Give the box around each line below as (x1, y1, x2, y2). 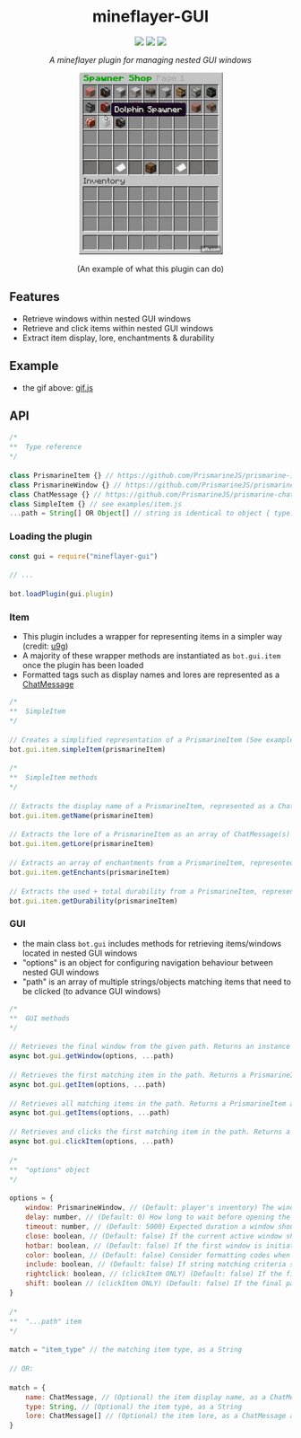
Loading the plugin (9, 530, 92, 543)
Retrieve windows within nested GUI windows (21, 313, 191, 324)
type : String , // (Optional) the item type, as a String (25, 1402, 243, 1411)
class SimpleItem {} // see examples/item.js (9, 499, 182, 508)
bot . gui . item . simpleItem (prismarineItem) (9, 745, 167, 754)
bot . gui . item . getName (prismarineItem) (9, 811, 154, 820)
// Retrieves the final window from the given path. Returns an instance (9, 1042, 291, 1052)
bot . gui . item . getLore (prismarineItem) (9, 840, 154, 849)
